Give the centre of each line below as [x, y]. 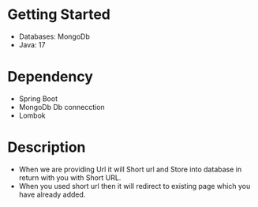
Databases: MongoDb [54, 36]
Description [47, 147]
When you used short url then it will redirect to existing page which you [135, 186]
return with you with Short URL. [70, 177]
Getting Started [59, 15]
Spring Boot [38, 98]
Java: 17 [32, 44]
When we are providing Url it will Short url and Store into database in [130, 169]
